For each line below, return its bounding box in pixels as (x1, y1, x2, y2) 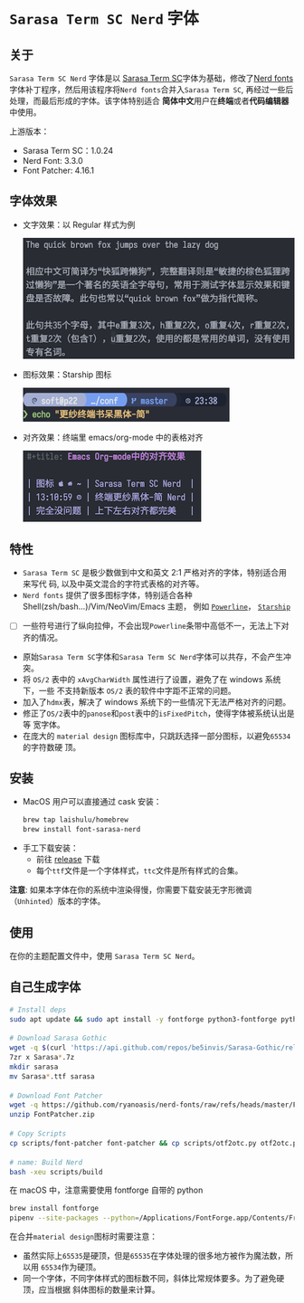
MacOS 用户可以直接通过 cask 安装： (22, 796, 162, 807)
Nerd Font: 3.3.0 (22, 156, 83, 166)
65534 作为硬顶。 (40, 1261, 101, 1272)
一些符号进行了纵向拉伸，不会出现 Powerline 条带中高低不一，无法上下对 (22, 621, 290, 632)
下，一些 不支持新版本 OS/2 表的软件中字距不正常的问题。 (22, 685, 237, 696)
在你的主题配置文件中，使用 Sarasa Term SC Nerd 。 (9, 950, 200, 961)
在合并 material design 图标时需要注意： (9, 1232, 158, 1242)
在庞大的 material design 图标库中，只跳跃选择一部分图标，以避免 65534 (22, 730, 291, 741)
